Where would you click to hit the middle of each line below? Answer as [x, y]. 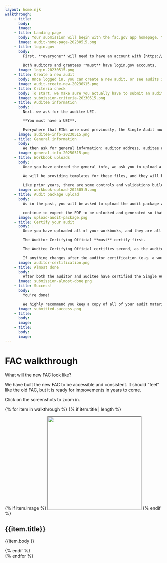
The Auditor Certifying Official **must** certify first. [84, 240]
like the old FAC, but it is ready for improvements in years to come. [73, 390]
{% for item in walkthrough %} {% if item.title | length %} [63, 409]
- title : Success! [33, 286]
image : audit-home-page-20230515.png [57, 42]
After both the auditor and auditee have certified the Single [90, 277]
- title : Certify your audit [44, 222]
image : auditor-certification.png [54, 263]
